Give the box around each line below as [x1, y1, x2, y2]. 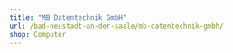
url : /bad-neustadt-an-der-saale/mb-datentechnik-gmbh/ [9, 22, 224, 31]
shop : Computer [9, 30, 67, 39]
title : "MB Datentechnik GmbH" [9, 13, 127, 22]
